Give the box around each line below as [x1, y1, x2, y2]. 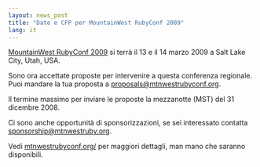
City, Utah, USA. [8, 56, 60, 65]
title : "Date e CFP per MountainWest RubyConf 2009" [8, 19, 185, 27]
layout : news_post [8, 11, 68, 20]
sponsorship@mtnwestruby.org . [8, 126, 112, 136]
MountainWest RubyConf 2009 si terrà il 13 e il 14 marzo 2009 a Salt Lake [8, 48, 246, 57]
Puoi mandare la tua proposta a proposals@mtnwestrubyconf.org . [8, 79, 222, 89]
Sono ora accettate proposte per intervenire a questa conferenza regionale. [8, 71, 253, 81]
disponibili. [8, 150, 43, 159]
